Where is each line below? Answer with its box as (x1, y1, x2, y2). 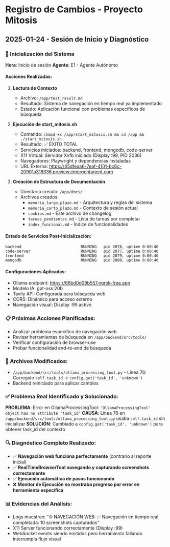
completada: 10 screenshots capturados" (12, 519, 100, 525)
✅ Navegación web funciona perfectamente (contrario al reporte (12, 453, 152, 459)
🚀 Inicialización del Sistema (5, 50, 75, 57)
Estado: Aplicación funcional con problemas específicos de (20, 106, 145, 112)
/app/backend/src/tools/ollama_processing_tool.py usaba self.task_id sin (5, 415, 165, 421)
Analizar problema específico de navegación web (12, 328, 117, 334)
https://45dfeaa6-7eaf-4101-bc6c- (49, 163, 122, 170)
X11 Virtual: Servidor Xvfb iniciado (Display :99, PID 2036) (20, 152, 142, 158)
